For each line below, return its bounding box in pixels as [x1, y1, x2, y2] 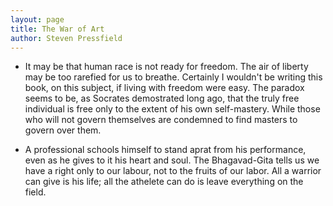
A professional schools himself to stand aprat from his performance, [24, 144, 307, 156]
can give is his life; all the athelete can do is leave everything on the [24, 176, 304, 188]
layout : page [10, 14, 65, 25]
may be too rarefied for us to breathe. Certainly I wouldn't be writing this [24, 71, 323, 83]
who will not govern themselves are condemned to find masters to [24, 114, 298, 126]
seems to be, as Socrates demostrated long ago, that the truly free [24, 92, 300, 105]
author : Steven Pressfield [10, 33, 123, 43]
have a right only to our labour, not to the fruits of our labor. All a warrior [24, 165, 322, 177]
